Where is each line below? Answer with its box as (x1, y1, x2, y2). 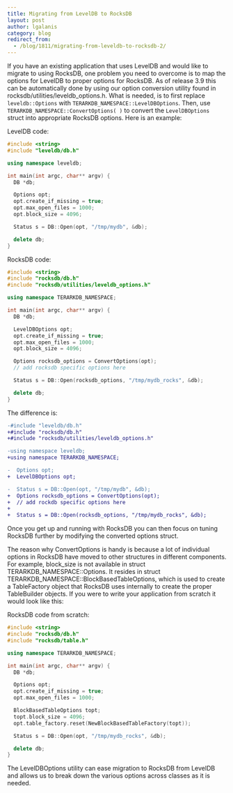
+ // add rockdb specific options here (7, 499, 127, 506)
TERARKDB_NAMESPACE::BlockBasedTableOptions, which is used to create (7, 575, 225, 583)
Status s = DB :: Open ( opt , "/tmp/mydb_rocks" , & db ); (13, 732, 167, 739)
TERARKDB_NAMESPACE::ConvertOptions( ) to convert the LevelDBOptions (7, 106, 210, 114)
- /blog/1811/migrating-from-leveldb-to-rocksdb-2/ (13, 43, 167, 50)
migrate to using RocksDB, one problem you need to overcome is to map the (7, 69, 226, 77)
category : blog (7, 29, 51, 37)
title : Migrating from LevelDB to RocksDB (7, 10, 132, 17)
